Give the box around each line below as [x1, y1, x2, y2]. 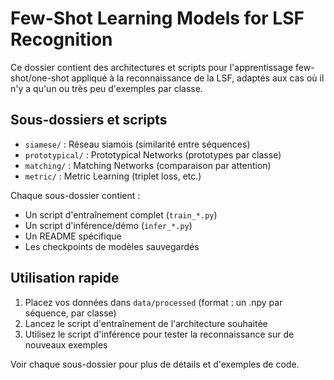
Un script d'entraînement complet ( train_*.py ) [24, 208, 218, 221]
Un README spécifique [24, 230, 122, 242]
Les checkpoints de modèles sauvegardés [24, 240, 200, 252]
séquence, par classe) [24, 307, 117, 319]
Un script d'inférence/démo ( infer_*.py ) [24, 219, 193, 231]
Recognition [10, 28, 113, 51]
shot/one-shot [10, 72, 70, 84]
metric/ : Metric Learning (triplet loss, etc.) [24, 170, 202, 182]
